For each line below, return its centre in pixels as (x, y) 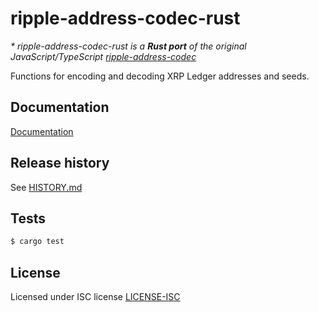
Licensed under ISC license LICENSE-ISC (95, 297)
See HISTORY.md (46, 187)
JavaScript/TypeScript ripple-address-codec (103, 56)
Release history (60, 163)
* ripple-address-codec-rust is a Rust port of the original (128, 46)
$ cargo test (37, 242)
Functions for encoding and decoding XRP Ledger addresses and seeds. (160, 76)
